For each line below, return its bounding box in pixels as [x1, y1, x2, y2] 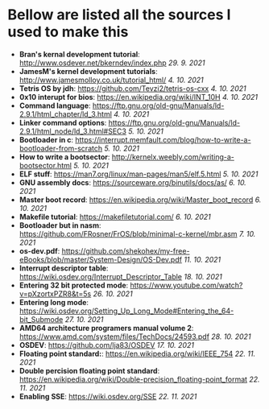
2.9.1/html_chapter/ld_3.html [19, 109, 112, 118]
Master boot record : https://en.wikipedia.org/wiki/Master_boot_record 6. [19, 195, 262, 204]
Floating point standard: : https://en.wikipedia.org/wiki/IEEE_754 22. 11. [19, 349, 255, 358]
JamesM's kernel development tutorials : [19, 66, 158, 76]
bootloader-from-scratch [19, 143, 102, 153]
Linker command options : [19, 118, 107, 127]
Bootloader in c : [19, 134, 74, 144]
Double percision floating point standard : [19, 366, 160, 375]
